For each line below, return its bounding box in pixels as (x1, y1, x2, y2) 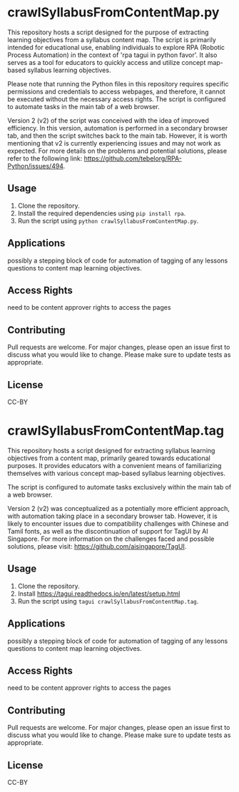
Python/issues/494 (7, 161, 63, 170)
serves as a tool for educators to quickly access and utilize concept (7, 58, 206, 66)
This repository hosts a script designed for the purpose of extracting (7, 28, 209, 36)
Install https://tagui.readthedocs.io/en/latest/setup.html (17, 589, 180, 598)
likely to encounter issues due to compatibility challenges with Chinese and (7, 519, 229, 528)
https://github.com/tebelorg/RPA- (83, 154, 182, 163)
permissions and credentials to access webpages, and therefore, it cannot (7, 87, 226, 96)
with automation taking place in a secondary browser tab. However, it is (7, 512, 218, 520)
